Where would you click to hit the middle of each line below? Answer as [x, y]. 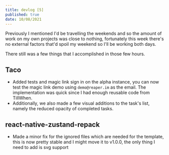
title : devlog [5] [24, 10]
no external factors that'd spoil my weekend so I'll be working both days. [81, 44]
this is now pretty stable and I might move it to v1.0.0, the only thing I [84, 142]
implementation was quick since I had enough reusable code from [81, 93]
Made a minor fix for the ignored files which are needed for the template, [88, 137]
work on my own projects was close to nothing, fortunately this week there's [84, 39]
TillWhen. [22, 98]
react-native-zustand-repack [52, 125]
